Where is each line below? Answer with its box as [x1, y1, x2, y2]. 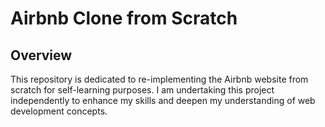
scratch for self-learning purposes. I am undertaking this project [10, 84, 275, 96]
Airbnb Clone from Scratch [10, 7, 238, 30]
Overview [10, 47, 73, 64]
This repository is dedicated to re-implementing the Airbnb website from [10, 73, 309, 85]
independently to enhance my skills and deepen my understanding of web [10, 95, 316, 106]
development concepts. [10, 105, 108, 117]
